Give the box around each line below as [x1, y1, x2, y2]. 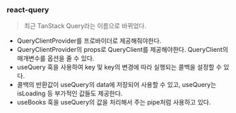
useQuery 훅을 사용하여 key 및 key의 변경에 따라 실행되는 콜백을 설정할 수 [16, 63, 222, 72]
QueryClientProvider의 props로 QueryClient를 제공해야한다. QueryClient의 [16, 46, 229, 54]
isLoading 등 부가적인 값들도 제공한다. [16, 89, 123, 98]
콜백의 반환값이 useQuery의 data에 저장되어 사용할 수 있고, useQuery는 [16, 81, 217, 89]
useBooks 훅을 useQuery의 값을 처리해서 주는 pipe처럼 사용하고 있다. [16, 98, 211, 107]
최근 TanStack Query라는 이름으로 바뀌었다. [23, 22, 146, 30]
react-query [6, 5, 49, 15]
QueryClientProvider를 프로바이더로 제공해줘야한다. [16, 36, 162, 45]
